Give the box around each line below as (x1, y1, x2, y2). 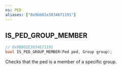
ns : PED (5, 7, 22, 13)
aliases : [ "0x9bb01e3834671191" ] (5, 12, 76, 17)
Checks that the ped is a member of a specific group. (5, 59, 117, 65)
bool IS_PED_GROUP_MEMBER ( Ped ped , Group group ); (5, 50, 113, 55)
